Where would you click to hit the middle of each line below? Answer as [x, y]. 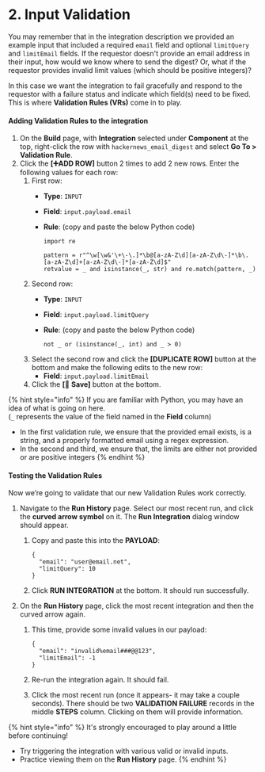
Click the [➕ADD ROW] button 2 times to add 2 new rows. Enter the [129, 163]
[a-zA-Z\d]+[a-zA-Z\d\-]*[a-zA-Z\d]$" [107, 262]
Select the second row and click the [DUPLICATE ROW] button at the [144, 359]
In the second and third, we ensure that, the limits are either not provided [138, 449]
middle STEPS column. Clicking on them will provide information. [137, 712]
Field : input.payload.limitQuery [96, 315]
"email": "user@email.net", [85, 562]
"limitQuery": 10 [67, 569]
